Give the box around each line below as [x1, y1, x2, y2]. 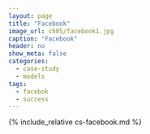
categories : [8, 58, 49, 66]
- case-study [15, 65, 60, 73]
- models [15, 72, 45, 80]
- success [15, 95, 49, 103]
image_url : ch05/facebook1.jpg [8, 27, 114, 35]
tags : [8, 80, 27, 88]
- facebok [15, 87, 49, 96]
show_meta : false [8, 50, 67, 58]
